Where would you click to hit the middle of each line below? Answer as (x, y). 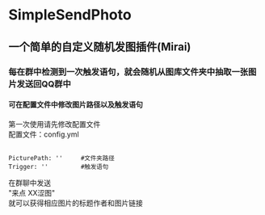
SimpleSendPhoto (70, 15)
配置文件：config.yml (44, 134)
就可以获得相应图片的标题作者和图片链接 (76, 203)
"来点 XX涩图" (32, 192)
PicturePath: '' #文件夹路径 (61, 158)
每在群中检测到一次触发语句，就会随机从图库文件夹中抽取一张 (128, 72)
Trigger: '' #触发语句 (59, 167)
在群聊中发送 (29, 183)
